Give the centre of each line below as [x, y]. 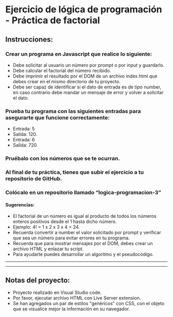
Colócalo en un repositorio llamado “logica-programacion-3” [83, 192]
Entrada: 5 [24, 129]
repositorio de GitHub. [34, 179]
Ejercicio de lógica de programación [84, 10]
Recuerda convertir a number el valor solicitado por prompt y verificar [87, 233]
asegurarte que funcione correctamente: [57, 118]
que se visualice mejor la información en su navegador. [71, 309]
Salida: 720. [25, 145]
